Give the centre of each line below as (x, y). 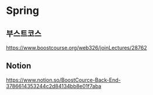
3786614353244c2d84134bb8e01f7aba (54, 86)
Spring (23, 11)
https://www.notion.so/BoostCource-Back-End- (63, 80)
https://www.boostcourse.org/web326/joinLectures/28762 (76, 48)
